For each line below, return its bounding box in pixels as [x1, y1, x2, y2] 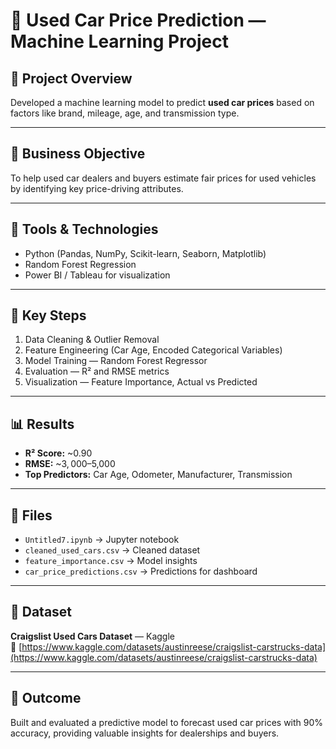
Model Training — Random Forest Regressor [24, 355, 208, 367]
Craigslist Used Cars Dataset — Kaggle [10, 630, 175, 642]
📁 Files [10, 507, 53, 524]
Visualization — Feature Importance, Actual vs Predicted [24, 376, 258, 388]
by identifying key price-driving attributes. [10, 182, 184, 194]
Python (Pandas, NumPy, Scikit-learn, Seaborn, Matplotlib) [24, 247, 267, 259]
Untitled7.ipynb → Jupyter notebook [24, 534, 180, 546]
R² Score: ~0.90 [24, 447, 93, 459]
